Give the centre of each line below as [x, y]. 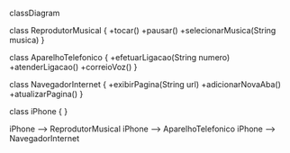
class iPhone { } [39, 111]
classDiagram [35, 13]
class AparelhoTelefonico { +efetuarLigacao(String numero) [120, 57]
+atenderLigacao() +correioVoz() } [73, 67]
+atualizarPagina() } [46, 94]
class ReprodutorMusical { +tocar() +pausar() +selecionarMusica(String [143, 30]
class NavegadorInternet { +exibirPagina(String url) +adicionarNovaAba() [145, 84]
